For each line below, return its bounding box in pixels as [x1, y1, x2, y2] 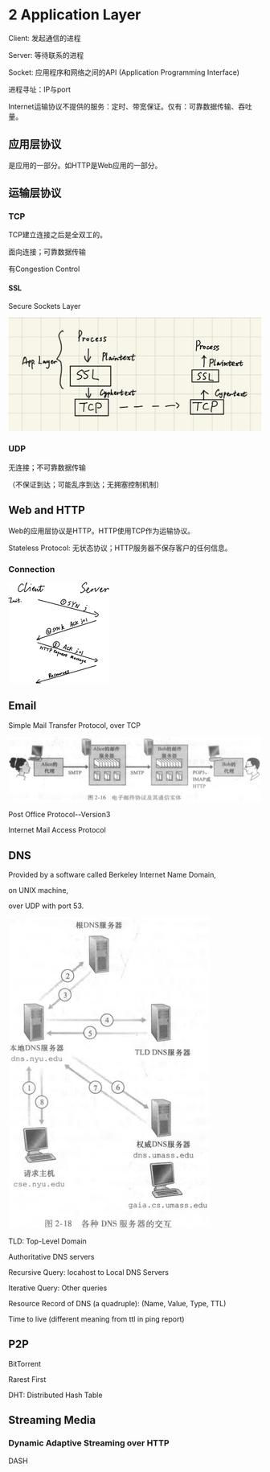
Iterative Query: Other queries [8, 1283, 108, 1293]
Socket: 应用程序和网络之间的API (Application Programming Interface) [8, 67, 239, 77]
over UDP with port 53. [8, 901, 84, 911]
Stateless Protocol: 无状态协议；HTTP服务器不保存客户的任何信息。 [8, 543, 232, 553]
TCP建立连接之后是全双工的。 [8, 230, 107, 240]
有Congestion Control [8, 264, 80, 274]
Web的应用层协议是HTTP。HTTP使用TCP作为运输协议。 [8, 525, 195, 536]
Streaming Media [8, 1413, 96, 1427]
